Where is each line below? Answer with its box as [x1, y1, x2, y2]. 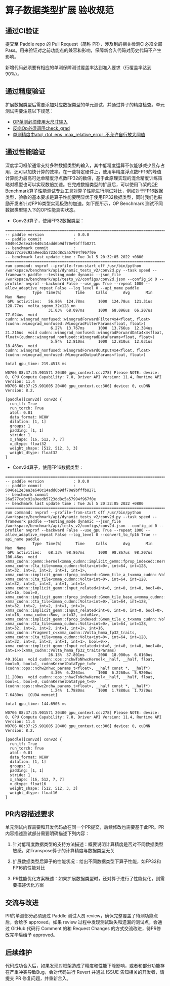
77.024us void [5, 312, 37, 317]
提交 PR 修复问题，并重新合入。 [5, 975, 71, 981]
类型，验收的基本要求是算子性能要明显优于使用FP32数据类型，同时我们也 [5, 194, 158, 200]
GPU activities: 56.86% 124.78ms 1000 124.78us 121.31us [7, 298, 153, 304]
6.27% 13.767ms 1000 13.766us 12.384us [50, 325, 153, 331]
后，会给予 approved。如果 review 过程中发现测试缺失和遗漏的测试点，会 [5, 919, 158, 925]
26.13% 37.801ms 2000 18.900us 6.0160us [48, 652, 153, 658]
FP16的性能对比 [12, 865, 46, 871]
